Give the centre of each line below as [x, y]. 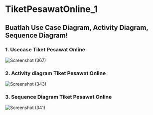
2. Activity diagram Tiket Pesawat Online [56, 73]
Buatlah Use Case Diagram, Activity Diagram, [77, 28]
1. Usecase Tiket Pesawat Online [45, 49]
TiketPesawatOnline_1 [52, 9]
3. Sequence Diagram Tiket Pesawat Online [59, 97]
